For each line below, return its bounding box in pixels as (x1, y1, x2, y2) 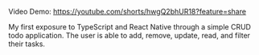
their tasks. (8, 39, 46, 49)
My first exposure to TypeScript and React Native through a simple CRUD (8, 22, 252, 31)
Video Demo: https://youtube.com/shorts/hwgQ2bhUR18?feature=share (8, 7, 247, 16)
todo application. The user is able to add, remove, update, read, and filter (8, 31, 251, 40)
